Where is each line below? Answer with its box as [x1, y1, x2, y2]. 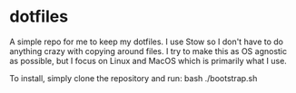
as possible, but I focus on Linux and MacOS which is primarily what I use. [9, 55, 288, 66]
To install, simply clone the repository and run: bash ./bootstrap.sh [9, 72, 258, 83]
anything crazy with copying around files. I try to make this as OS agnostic [9, 45, 288, 56]
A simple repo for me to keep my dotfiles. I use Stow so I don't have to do [9, 36, 284, 47]
